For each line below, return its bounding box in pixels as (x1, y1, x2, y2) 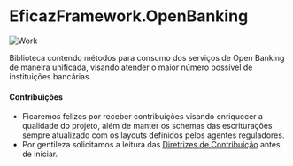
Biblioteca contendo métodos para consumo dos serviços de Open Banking (9, 52, 285, 63)
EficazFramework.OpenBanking (9, 6, 249, 26)
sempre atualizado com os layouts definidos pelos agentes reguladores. (21, 130, 285, 140)
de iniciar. (21, 148, 58, 160)
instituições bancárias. (9, 71, 92, 81)
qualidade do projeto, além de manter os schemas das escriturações (21, 121, 273, 132)
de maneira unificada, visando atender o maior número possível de (9, 62, 253, 72)
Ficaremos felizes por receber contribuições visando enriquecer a (21, 111, 264, 122)
